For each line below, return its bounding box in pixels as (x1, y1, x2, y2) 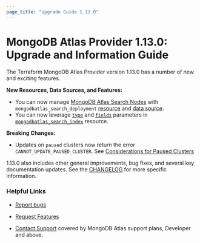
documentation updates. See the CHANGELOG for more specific (6, 165, 167, 173)
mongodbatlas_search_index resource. (15, 117, 109, 125)
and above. (15, 231, 44, 238)
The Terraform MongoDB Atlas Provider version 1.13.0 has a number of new (6, 68, 194, 75)
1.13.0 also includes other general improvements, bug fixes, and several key (6, 159, 195, 166)
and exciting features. (6, 74, 61, 82)
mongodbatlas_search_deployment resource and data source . (15, 104, 164, 112)
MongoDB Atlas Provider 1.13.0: (6, 35, 168, 49)
